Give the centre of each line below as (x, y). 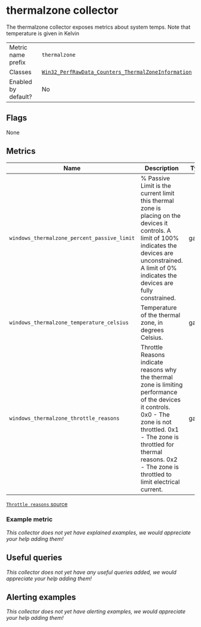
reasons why (159, 370)
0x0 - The (155, 415)
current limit (157, 193)
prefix (17, 62)
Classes (20, 72)
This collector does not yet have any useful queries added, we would (91, 572)
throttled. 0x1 (160, 430)
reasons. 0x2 (159, 459)
